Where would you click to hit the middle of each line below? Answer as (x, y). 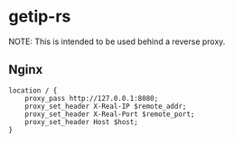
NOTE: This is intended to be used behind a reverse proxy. (117, 41)
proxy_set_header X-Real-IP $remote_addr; (106, 106)
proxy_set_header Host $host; (82, 122)
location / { (33, 90)
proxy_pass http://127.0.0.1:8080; (92, 98)
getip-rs (40, 17)
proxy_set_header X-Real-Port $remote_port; (110, 114)
